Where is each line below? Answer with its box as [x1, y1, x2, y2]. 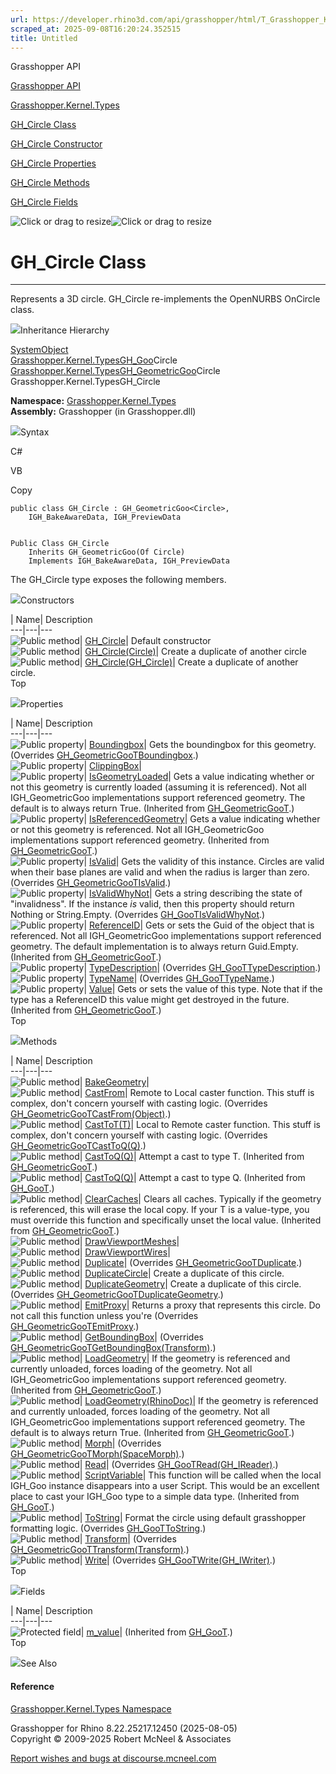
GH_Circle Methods [10, 177, 90, 189]
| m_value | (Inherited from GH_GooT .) [80, 1626, 233, 1638]
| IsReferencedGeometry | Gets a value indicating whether [83, 813, 321, 825]
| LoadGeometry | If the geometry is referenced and [79, 1352, 291, 1365]
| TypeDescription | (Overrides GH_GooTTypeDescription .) [83, 962, 322, 974]
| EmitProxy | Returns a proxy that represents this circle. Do [79, 1299, 321, 1311]
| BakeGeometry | [79, 1076, 150, 1088]
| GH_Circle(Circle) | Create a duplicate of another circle [79, 646, 307, 658]
